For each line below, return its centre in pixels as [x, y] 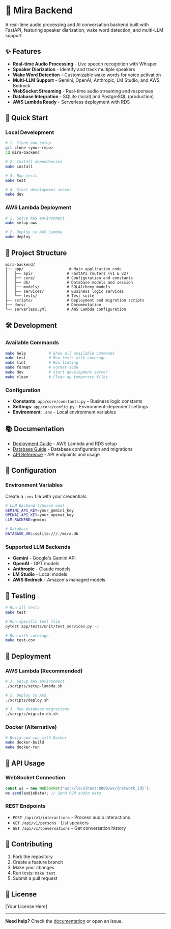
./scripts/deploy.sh [27, 700]
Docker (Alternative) [31, 727]
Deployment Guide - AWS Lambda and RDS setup [65, 444]
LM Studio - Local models [40, 574]
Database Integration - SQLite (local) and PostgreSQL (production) [83, 96]
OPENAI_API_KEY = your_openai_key [39, 515]
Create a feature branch [38, 862]
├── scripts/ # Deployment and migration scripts [75, 300]
